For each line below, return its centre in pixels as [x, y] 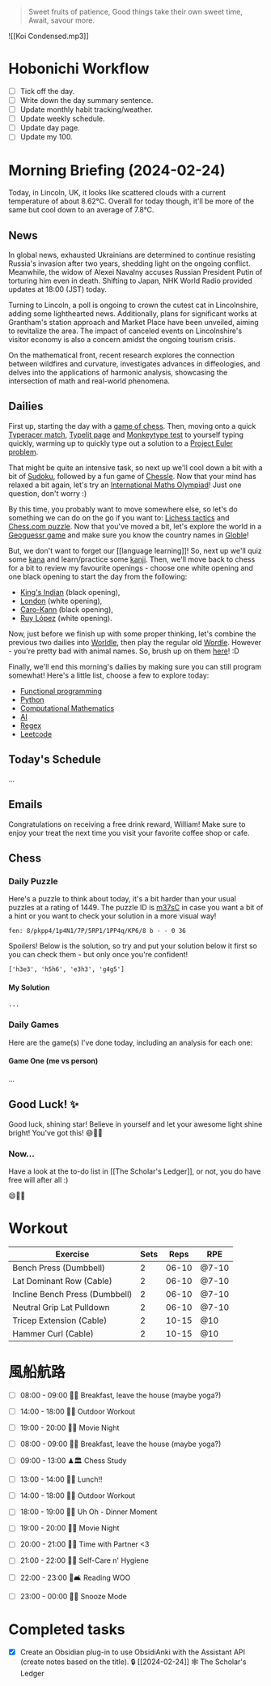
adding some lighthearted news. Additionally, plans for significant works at [133, 314]
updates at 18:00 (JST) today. [58, 289]
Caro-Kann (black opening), [66, 609]
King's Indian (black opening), [70, 592]
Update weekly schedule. [62, 119]
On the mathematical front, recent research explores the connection [122, 355]
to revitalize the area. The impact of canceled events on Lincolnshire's [125, 331]
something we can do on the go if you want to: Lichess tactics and [119, 517]
